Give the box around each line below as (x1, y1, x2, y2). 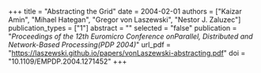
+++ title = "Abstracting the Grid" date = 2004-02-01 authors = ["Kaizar (8, 7, 243, 16)
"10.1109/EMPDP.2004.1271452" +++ (8, 57, 127, 66)
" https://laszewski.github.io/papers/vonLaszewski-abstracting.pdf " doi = (8, 49, 246, 57)
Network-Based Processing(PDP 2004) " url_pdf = (8, 40, 172, 49)
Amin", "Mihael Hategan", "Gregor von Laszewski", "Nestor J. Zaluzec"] (8, 15, 241, 24)
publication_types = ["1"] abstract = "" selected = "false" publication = (8, 24, 237, 32)
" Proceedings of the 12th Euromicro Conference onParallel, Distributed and (8, 31, 253, 41)
